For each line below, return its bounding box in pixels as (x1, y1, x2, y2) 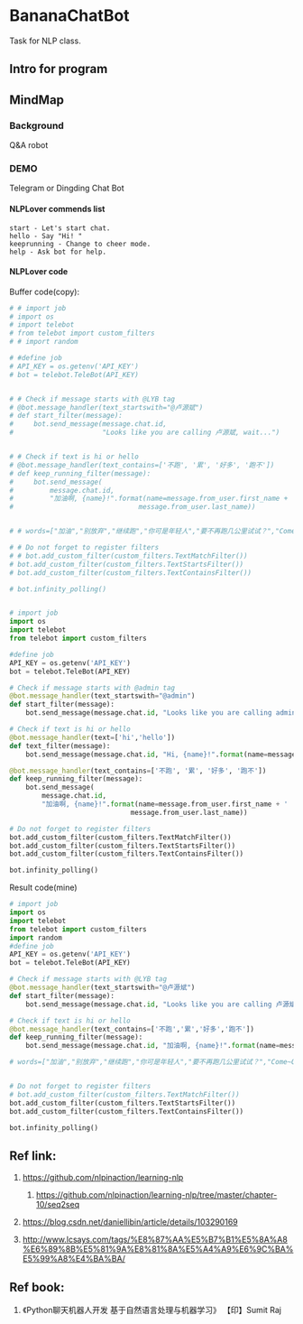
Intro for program (9, 61, 108, 77)
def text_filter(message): (9, 741, 111, 750)
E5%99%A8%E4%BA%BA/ (22, 1254, 126, 1264)
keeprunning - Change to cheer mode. (9, 239, 151, 248)
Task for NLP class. (9, 35, 81, 46)
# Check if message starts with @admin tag (9, 683, 176, 692)
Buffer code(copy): (9, 286, 79, 297)
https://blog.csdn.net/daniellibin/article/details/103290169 (22, 1217, 238, 1227)
